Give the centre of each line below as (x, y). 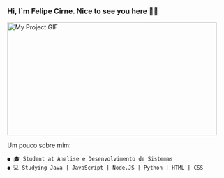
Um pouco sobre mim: (39, 145)
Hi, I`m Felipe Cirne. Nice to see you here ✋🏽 (83, 11)
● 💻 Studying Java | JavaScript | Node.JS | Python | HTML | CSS (105, 168)
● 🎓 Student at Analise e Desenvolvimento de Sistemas (90, 159)
